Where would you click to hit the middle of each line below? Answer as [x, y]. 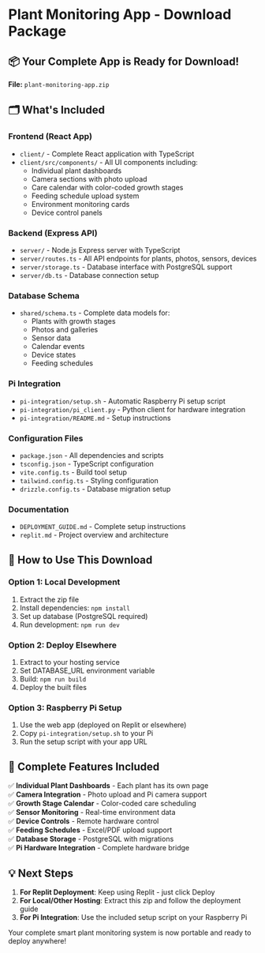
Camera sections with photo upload [89, 178]
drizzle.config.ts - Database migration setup [95, 489]
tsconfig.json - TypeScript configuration [86, 463]
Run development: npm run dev [69, 625]
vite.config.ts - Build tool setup [73, 472]
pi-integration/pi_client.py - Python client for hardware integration [132, 409]
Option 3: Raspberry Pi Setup [65, 708]
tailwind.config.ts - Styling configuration [89, 480]
